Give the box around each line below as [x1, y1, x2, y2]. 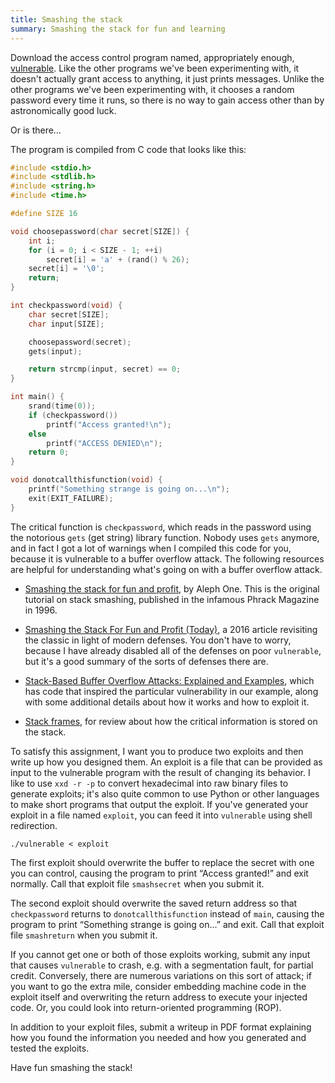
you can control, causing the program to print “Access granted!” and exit [10, 867, 309, 879]
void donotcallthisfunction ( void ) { [10, 475, 163, 485]
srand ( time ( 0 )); [28, 401, 97, 411]
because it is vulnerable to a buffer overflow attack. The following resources [10, 552, 325, 565]
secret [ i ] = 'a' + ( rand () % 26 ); [46, 254, 190, 265]
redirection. [10, 819, 58, 831]
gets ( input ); [28, 346, 83, 356]
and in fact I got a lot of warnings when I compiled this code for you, [10, 542, 292, 554]
